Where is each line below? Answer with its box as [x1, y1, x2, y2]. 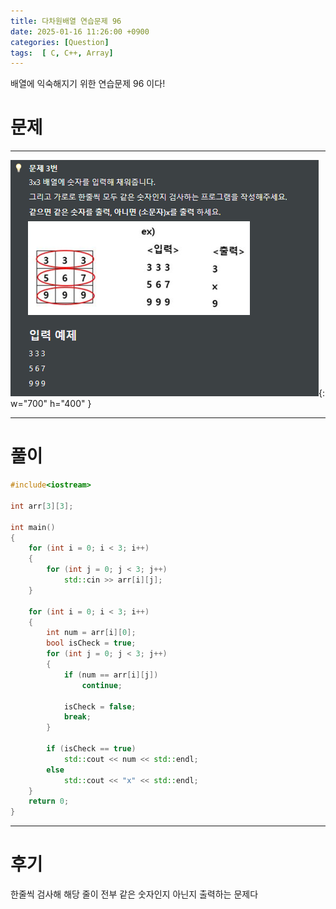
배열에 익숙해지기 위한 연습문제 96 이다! [10, 78, 166, 90]
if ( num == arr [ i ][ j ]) [63, 670, 159, 680]
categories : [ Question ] [10, 37, 110, 47]
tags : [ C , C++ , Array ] [10, 48, 114, 58]
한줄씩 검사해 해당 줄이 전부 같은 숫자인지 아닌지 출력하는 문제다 [10, 888, 259, 900]
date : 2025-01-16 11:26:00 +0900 [10, 26, 150, 37]
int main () [10, 522, 56, 532]
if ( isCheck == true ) [46, 744, 137, 754]
